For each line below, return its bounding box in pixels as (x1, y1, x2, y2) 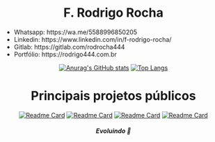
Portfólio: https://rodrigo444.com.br (13, 50, 117, 58)
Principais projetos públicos (31, 88, 196, 104)
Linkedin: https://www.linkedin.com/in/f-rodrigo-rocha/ (13, 35, 172, 43)
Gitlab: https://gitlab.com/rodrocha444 (13, 42, 125, 51)
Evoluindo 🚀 (95, 127, 132, 135)
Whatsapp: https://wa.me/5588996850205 (13, 28, 138, 36)
